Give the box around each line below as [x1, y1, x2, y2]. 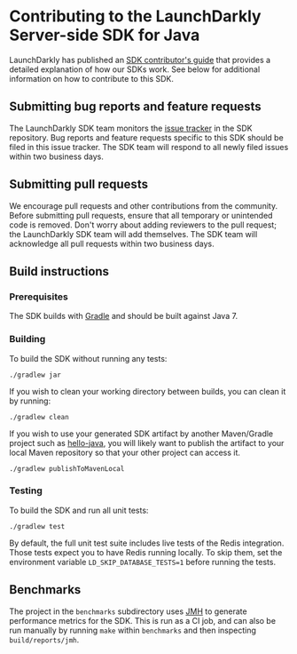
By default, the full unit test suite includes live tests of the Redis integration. [9, 538, 285, 548]
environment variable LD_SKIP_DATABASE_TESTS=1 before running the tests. [9, 556, 277, 567]
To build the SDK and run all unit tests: [9, 505, 149, 515]
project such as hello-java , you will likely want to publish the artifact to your [9, 437, 285, 448]
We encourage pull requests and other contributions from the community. [9, 200, 277, 211]
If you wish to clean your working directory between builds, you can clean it [9, 386, 286, 396]
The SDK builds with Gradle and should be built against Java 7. [9, 311, 238, 322]
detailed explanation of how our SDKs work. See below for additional [9, 64, 261, 75]
